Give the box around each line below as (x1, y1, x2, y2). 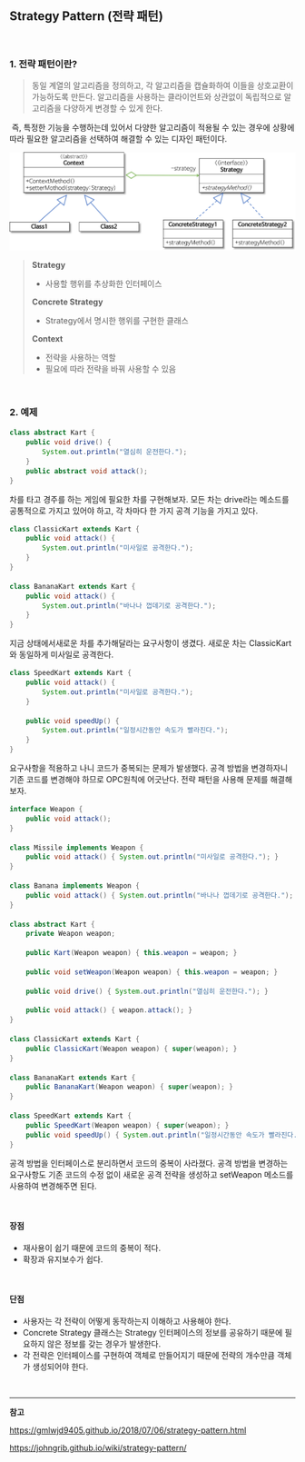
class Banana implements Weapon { (9, 881, 141, 890)
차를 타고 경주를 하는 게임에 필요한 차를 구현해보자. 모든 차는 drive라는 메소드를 (9, 493, 290, 504)
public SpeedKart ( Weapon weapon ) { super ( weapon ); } (25, 1120, 230, 1129)
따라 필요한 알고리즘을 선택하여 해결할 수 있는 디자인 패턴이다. (9, 134, 228, 144)
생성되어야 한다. (32, 1361, 89, 1372)
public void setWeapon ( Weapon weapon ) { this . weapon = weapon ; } (25, 967, 279, 977)
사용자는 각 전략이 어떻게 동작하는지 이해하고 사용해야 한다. (22, 1316, 231, 1327)
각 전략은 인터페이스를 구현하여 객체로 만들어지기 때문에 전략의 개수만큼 (22, 1349, 275, 1360)
